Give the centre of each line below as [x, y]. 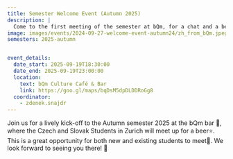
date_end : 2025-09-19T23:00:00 [59, 71]
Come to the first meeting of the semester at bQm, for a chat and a [116, 26]
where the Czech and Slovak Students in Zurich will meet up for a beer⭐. [111, 131]
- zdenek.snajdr [43, 103]
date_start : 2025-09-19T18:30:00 [62, 65]
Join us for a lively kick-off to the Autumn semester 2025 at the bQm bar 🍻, [114, 123]
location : [27, 77]
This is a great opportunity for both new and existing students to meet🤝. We [115, 141]
